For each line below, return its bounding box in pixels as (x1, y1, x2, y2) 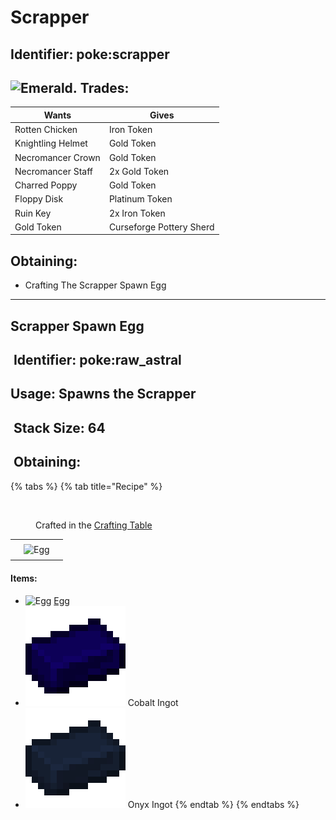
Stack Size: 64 (13, 419, 106, 436)
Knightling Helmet (14, 137, 88, 150)
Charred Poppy (14, 179, 78, 191)
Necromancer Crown (14, 151, 101, 163)
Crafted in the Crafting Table (35, 519, 153, 531)
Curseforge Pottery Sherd (108, 221, 215, 233)
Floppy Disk (14, 193, 64, 205)
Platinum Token (108, 193, 173, 205)
